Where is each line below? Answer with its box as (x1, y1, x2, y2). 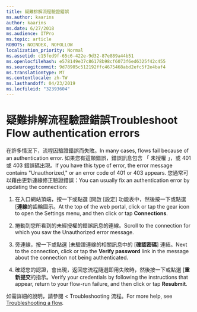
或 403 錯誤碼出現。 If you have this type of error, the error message (6, 162, 173, 169)
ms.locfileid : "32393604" (6, 86, 70, 92)
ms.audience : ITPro (6, 31, 55, 37)
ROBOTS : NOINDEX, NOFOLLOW (6, 42, 73, 48)
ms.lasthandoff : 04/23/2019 (6, 81, 76, 87)
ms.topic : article (6, 36, 52, 42)
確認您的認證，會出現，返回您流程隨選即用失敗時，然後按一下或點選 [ (14, 266, 185, 273)
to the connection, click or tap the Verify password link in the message (14, 247, 189, 254)
